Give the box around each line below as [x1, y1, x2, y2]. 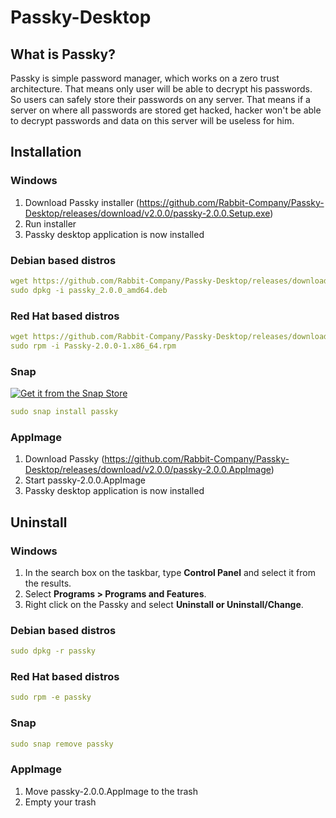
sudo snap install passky [10, 407, 118, 417]
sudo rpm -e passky [10, 692, 92, 703]
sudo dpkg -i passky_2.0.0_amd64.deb [10, 285, 168, 295]
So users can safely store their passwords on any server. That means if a [10, 94, 311, 105]
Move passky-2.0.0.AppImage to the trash [24, 785, 198, 797]
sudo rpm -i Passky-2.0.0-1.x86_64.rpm [10, 341, 177, 351]
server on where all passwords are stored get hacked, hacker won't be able [10, 104, 322, 116]
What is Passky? [10, 46, 116, 63]
